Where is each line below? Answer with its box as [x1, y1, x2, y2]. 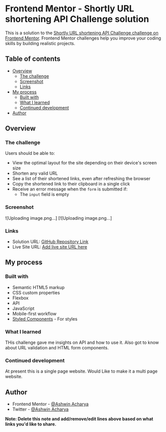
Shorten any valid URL [12, 170, 58, 176]
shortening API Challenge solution [5, 13, 150, 25]
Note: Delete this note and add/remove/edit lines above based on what [5, 416, 154, 422]
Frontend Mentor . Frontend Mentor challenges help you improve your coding [5, 35, 162, 41]
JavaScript [12, 305, 35, 311]
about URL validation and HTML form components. [5, 345, 109, 351]
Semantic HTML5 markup [12, 284, 65, 290]
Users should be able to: [5, 150, 55, 156]
